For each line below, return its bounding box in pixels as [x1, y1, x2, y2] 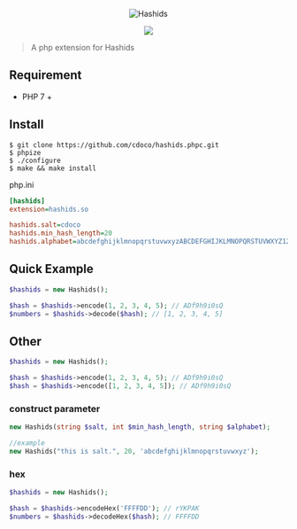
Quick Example [9, 261, 95, 276]
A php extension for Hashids [30, 43, 135, 52]
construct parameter [9, 402, 101, 415]
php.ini [9, 179, 34, 190]
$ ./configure [9, 156, 62, 165]
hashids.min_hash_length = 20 [9, 229, 113, 238]
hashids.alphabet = [9, 237, 77, 246]
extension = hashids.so [9, 205, 89, 214]
